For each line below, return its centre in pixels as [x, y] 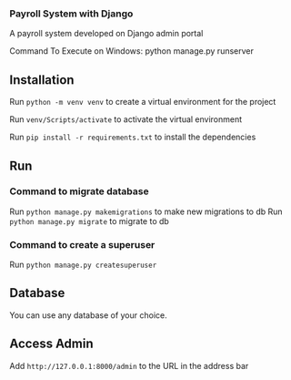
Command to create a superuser [82, 244]
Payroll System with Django [71, 14]
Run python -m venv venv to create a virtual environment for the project [143, 102]
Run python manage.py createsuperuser [83, 265]
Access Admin [51, 344]
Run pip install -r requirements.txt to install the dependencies [133, 137]
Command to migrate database [79, 191]
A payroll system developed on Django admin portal [106, 34]
